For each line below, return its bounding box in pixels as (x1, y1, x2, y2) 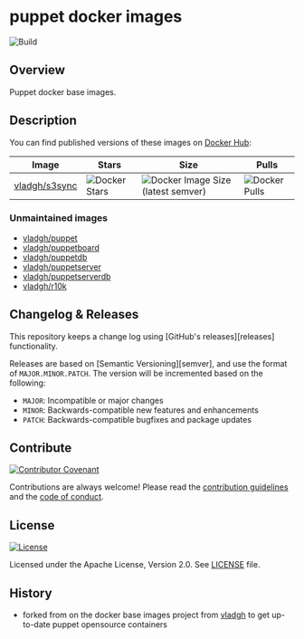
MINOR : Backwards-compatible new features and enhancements (22, 405, 260, 415)
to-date (22, 619, 52, 630)
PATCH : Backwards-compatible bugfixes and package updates (22, 414, 252, 424)
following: (9, 377, 46, 388)
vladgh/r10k (22, 281, 67, 291)
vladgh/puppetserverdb (22, 271, 111, 281)
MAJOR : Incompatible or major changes (22, 395, 165, 405)
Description (9, 113, 77, 129)
